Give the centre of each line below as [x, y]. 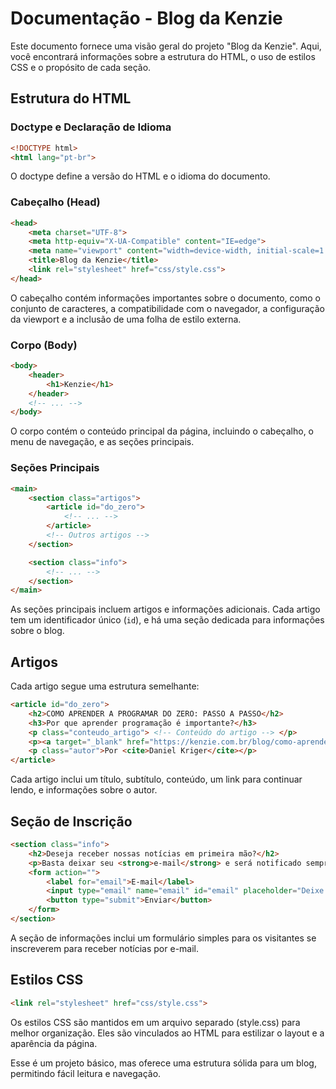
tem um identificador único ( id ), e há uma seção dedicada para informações [167, 620]
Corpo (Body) [44, 345]
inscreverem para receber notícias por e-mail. [105, 948]
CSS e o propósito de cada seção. [81, 67]
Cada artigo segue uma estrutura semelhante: [105, 686]
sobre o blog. [37, 631]
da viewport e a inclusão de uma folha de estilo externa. [126, 319]
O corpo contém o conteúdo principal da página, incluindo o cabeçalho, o [162, 431]
